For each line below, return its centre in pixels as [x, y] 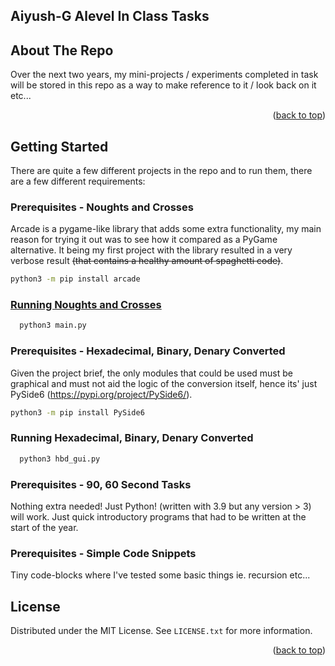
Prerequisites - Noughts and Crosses [102, 207]
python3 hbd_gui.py [60, 459]
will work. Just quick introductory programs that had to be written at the [158, 517]
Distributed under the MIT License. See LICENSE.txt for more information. [161, 631]
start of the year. [44, 527]
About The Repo [62, 50]
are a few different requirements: [78, 181]
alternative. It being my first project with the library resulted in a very [151, 250]
